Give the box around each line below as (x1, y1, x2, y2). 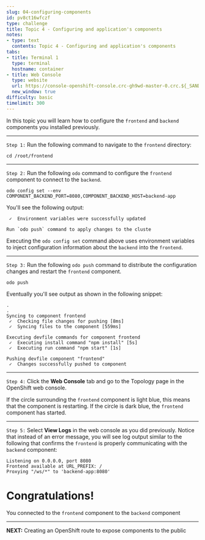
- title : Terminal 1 (6, 54, 59, 61)
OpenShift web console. (6, 384, 67, 391)
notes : (6, 32, 23, 38)
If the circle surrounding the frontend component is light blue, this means (6, 396, 190, 403)
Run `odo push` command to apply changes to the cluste (6, 226, 151, 233)
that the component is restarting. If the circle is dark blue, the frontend (6, 402, 184, 410)
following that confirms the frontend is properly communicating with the (6, 439, 187, 447)
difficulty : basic (6, 94, 53, 100)
